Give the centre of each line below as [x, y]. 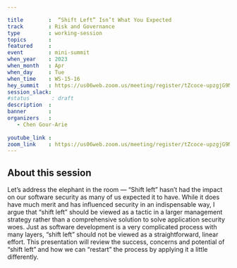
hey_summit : [30, 85]
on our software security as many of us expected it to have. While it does [114, 197]
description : [30, 105]
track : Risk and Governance [61, 26]
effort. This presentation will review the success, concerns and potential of [116, 242]
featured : [30, 46]
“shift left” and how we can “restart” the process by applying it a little [108, 250]
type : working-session [55, 33]
